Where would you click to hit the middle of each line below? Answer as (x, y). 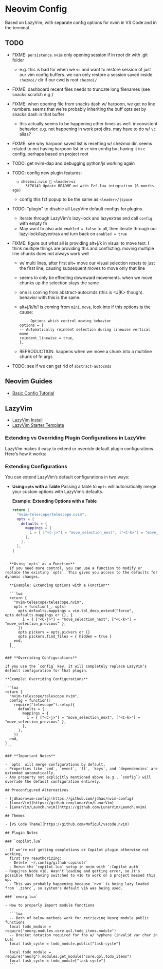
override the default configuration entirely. (53, 781)
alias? (25, 134)
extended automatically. (30, 773)
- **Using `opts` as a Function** (40, 564)
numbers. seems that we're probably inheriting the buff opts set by (79, 109)
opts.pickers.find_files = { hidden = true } (65, 636)
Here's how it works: (26, 454)
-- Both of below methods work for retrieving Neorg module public (79, 918)
